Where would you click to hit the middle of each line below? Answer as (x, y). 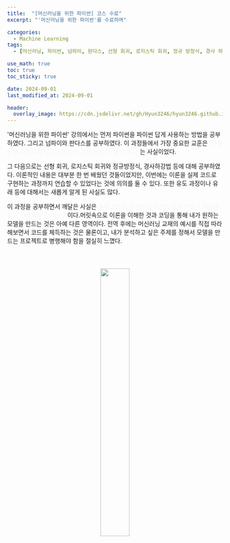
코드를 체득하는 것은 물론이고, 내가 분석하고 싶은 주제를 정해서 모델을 (122, 232)
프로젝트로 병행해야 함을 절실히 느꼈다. (71, 241)
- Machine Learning (41, 38)
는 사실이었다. (158, 152)
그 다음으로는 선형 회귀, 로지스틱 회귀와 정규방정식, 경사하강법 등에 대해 (102, 166)
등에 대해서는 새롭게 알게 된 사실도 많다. (67, 192)
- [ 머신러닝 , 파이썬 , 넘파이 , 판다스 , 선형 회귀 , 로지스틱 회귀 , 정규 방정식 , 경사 (114, 51)
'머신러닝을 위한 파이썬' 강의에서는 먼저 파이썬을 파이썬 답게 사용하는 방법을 (107, 135)
